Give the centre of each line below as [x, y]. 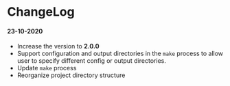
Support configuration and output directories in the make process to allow [120, 54]
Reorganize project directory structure [71, 75]
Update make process [47, 68]
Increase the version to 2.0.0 [58, 46]
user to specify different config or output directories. [91, 61]
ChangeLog [41, 12]
